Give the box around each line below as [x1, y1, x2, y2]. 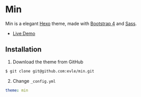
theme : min [5, 88, 29, 93]
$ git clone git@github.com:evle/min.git [5, 68, 95, 74]
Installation [5, 45, 42, 54]
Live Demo [12, 30, 36, 36]
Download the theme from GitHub [12, 59, 83, 65]
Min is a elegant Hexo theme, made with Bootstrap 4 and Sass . [5, 20, 137, 27]
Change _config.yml [12, 78, 56, 84]
